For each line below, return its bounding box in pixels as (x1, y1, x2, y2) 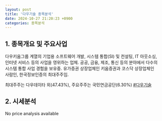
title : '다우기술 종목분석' (5, 12, 54, 16)
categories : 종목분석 (5, 20, 45, 26)
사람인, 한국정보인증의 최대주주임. (5, 72, 69, 77)
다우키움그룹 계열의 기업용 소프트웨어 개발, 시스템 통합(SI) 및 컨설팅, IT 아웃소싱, (5, 54, 157, 60)
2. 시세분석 (5, 97, 36, 106)
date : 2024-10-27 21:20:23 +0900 (5, 16, 73, 21)
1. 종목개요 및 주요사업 (5, 40, 68, 48)
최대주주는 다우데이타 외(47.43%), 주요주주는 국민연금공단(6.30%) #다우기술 (5, 82, 152, 88)
